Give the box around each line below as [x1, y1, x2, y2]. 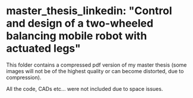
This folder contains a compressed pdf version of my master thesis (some [6, 61, 187, 68]
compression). [6, 74, 42, 81]
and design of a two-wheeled [6, 17, 154, 30]
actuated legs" [6, 42, 81, 55]
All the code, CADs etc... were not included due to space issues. [6, 85, 163, 92]
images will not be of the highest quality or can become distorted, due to [6, 67, 184, 74]
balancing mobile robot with [6, 30, 147, 43]
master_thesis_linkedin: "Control [6, 4, 172, 18]
